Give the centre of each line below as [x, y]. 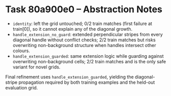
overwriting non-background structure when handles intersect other [84, 45]
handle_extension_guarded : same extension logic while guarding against [88, 56]
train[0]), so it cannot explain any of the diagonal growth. [72, 29]
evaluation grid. [22, 87]
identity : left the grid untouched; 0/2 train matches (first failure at [82, 23]
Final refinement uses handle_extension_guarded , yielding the [70, 77]
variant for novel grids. [36, 67]
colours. [21, 51]
